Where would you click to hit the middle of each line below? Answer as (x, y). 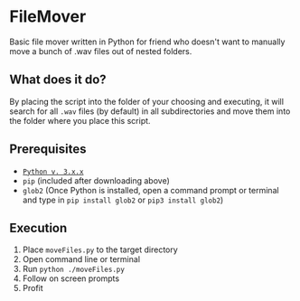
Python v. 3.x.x (53, 172)
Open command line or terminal (81, 259)
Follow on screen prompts (71, 278)
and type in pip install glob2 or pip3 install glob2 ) (123, 200)
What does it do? (58, 80)
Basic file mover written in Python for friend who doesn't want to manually (147, 42)
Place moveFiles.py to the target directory (100, 249)
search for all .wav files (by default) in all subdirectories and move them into (150, 111)
